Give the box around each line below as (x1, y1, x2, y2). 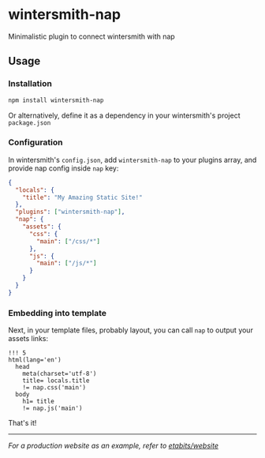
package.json (8, 118, 51, 127)
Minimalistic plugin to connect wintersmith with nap (8, 32, 175, 41)
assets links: (8, 334, 49, 343)
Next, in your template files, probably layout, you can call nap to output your (8, 325, 254, 335)
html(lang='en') (8, 356, 62, 364)
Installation (8, 78, 53, 89)
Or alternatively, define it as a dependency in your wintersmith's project (8, 111, 241, 120)
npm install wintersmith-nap (8, 96, 104, 104)
